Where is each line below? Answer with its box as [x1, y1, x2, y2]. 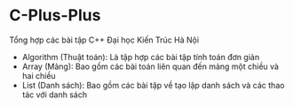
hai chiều [21, 70, 56, 80]
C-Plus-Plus [9, 5, 101, 26]
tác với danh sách [21, 89, 87, 100]
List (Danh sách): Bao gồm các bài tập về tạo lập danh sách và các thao [21, 80, 285, 90]
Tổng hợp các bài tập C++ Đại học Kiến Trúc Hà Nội [9, 34, 200, 45]
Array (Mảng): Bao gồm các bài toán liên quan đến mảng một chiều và [21, 61, 280, 72]
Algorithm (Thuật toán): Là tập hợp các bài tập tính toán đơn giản [21, 51, 260, 62]
